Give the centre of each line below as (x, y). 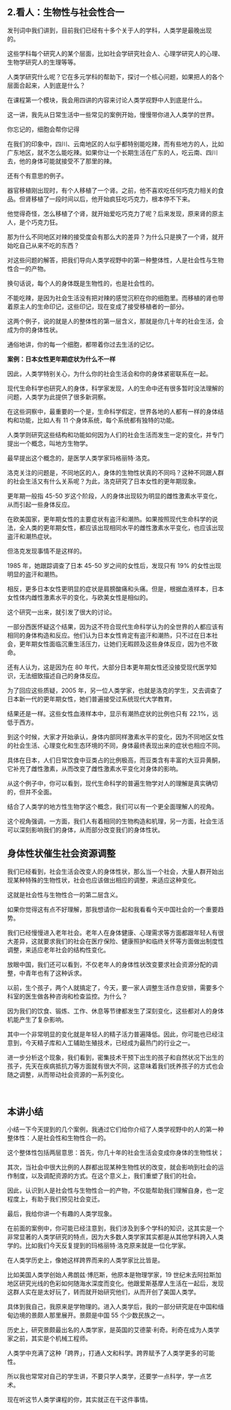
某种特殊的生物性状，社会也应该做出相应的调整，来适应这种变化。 (106, 880)
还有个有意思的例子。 (37, 176)
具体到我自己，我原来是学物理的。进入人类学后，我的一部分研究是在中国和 (112, 1307)
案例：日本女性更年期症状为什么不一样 (61, 359)
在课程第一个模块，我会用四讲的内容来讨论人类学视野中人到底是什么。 (107, 100)
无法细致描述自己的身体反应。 (61, 675)
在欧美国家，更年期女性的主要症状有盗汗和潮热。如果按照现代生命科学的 (109, 519)
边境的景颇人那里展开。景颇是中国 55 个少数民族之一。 (90, 1315)
